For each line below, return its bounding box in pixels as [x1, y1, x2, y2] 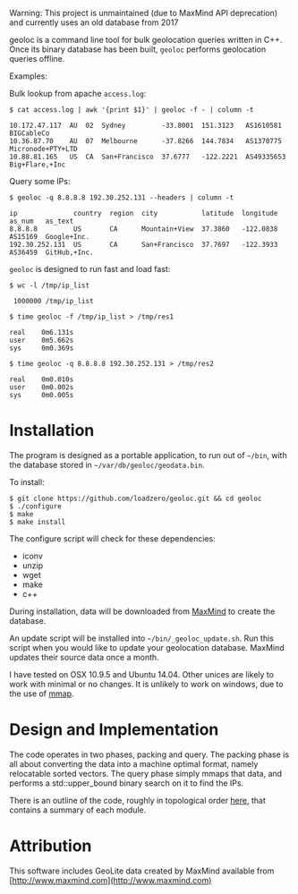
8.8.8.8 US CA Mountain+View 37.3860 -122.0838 [9, 225, 278, 234]
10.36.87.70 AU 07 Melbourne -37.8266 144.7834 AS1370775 [9, 137, 282, 146]
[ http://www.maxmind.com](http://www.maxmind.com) [9, 874, 212, 885]
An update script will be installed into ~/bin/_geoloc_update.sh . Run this [9, 633, 275, 643]
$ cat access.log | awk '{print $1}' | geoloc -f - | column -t [9, 106, 254, 115]
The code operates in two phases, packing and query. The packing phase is [9, 749, 289, 760]
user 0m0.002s [9, 383, 74, 392]
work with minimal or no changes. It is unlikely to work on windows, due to [9, 678, 284, 689]
